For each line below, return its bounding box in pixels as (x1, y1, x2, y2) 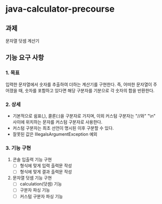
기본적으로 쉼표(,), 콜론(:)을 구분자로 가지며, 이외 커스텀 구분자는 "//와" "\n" (12, 113, 156, 119)
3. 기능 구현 (5, 144, 31, 151)
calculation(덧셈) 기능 (19, 181, 62, 187)
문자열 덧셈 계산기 (5, 38, 39, 43)
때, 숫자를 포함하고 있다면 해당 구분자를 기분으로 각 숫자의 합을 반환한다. (18, 87, 155, 93)
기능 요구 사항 (5, 54, 44, 62)
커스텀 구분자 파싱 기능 (19, 193, 63, 199)
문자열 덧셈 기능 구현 (12, 175, 52, 181)
